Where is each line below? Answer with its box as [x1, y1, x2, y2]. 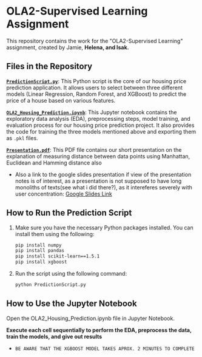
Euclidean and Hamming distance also [6, 159, 102, 166]
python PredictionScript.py [15, 282, 86, 288]
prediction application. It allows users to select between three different [6, 84, 183, 91]
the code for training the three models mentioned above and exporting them [6, 127, 197, 135]
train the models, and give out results [6, 333, 103, 340]
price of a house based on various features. [6, 97, 116, 104]
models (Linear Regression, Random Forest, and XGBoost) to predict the [6, 90, 187, 98]
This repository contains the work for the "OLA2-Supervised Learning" [6, 37, 183, 44]
